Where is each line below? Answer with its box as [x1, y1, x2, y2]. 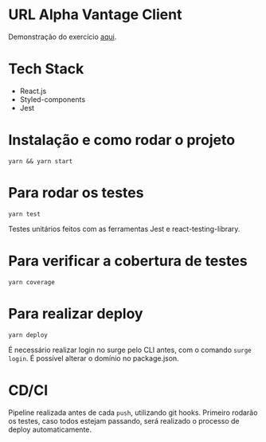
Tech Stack [8, 60, 84, 78]
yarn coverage [8, 278, 56, 286]
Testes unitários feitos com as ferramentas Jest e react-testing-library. [8, 224, 241, 233]
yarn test [8, 209, 41, 218]
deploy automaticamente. [8, 424, 92, 434]
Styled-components [19, 94, 86, 104]
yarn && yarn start [8, 157, 73, 165]
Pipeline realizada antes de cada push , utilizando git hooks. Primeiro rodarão [8, 408, 258, 417]
